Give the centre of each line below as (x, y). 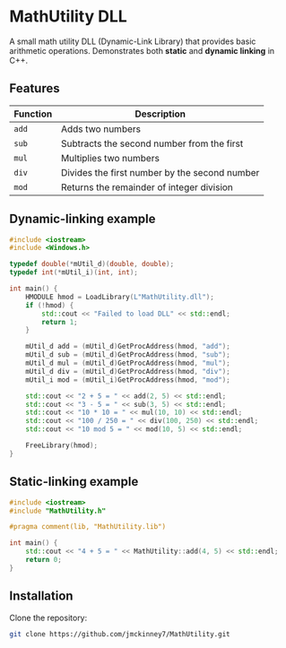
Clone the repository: (48, 618)
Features (35, 88)
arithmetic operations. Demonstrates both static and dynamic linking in (142, 50)
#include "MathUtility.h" (57, 511)
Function (33, 114)
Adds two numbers (101, 129)
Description (160, 114)
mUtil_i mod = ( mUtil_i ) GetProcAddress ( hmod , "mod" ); (128, 380)
